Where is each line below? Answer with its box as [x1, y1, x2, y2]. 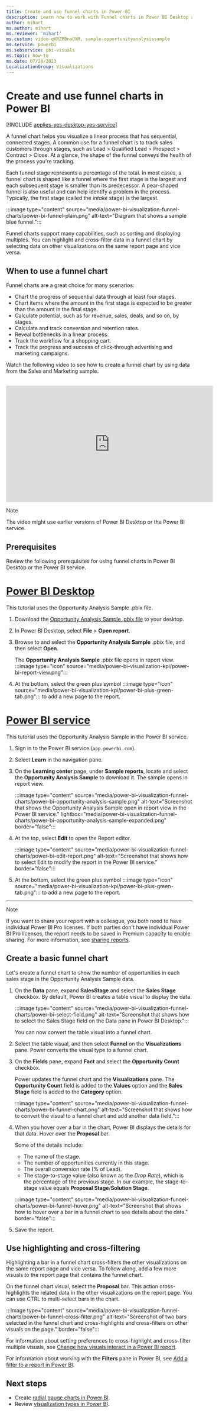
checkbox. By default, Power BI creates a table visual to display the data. [14, 993, 192, 1000]
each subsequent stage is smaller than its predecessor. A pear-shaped [6, 182, 178, 189]
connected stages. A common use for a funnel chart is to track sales [6, 139, 172, 146]
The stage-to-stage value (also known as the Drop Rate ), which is [23, 1172, 184, 1179]
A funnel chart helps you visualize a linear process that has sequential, [6, 133, 178, 140]
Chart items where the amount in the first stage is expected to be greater [14, 299, 192, 307]
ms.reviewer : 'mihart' [6, 31, 62, 37]
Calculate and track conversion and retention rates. [14, 325, 140, 332]
